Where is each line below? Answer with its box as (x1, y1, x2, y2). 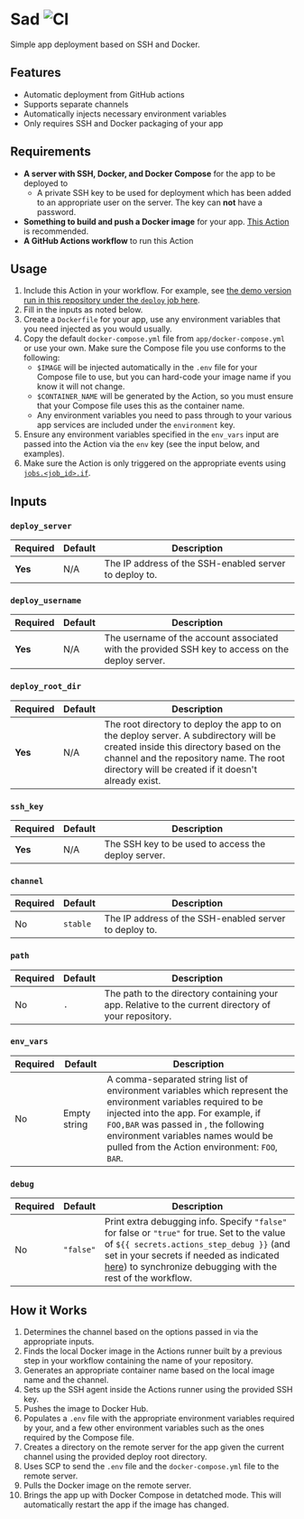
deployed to (23, 177, 69, 189)
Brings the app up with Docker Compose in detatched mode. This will (23, 1489, 282, 1500)
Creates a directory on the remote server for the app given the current (23, 1441, 285, 1452)
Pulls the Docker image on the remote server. (23, 1479, 192, 1490)
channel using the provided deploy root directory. (23, 1450, 207, 1462)
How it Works (10, 1302, 88, 1318)
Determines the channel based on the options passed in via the (23, 1326, 259, 1337)
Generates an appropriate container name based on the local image (23, 1365, 275, 1375)
